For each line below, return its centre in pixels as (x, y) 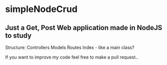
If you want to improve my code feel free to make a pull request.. (72, 57)
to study (18, 35)
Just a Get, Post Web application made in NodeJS (84, 28)
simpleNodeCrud (41, 9)
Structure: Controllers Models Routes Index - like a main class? (70, 47)
